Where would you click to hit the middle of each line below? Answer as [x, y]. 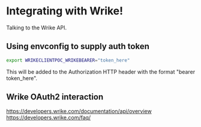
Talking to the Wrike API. [37, 28]
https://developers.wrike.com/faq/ [49, 117]
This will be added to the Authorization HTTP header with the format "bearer [101, 72]
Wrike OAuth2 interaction [55, 97]
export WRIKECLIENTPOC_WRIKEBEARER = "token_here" [68, 60]
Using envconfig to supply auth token [78, 46]
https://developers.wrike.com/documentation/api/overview [79, 111]
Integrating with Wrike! [65, 11]
